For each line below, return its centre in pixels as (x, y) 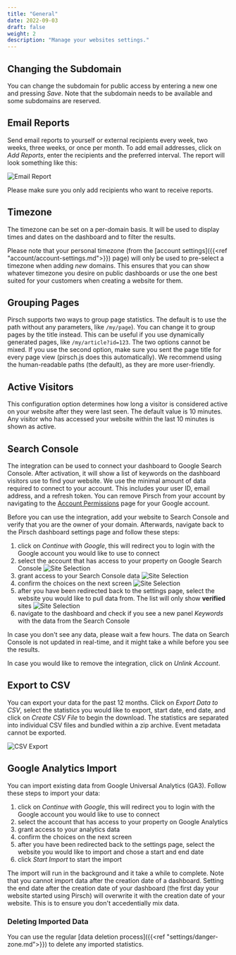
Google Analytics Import (62, 769)
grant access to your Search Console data (79, 576)
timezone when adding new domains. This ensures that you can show (108, 265)
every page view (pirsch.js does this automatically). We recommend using (114, 357)
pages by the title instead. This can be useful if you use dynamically (106, 335)
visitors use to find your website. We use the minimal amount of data (107, 481)
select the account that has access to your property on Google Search (119, 561)
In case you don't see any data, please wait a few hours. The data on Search (118, 634)
